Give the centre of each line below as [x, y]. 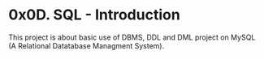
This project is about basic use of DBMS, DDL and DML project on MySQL [132, 37]
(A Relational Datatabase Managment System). [87, 45]
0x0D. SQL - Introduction [94, 15]
